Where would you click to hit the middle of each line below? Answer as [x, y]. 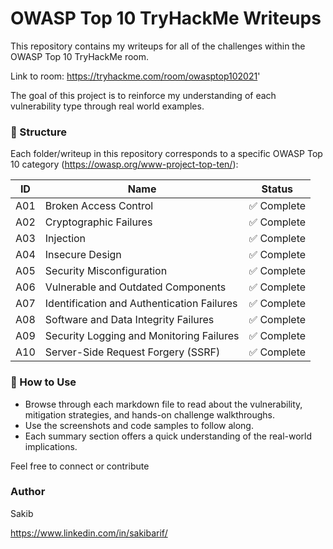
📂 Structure [38, 132]
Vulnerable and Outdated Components [135, 287]
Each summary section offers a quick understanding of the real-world [168, 436]
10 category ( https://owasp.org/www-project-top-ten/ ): [124, 164]
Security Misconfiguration [106, 271]
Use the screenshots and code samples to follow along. [139, 425]
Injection [65, 239]
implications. [51, 446]
